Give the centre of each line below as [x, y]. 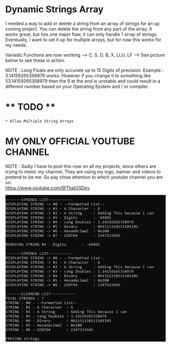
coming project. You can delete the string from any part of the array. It [79, 28]
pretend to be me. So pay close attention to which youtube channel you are [84, 177]
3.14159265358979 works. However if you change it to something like [78, 75]
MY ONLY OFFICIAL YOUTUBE [70, 141]
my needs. [16, 45]
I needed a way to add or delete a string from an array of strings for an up [82, 23]
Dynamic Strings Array [54, 9]
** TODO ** [31, 107]
